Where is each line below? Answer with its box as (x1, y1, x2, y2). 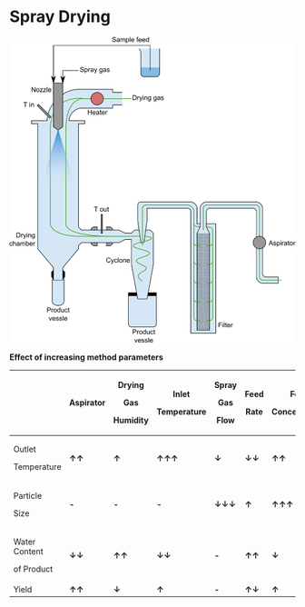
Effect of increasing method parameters (9, 352, 163, 363)
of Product (13, 563, 54, 574)
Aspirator (69, 397, 106, 408)
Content (13, 545, 44, 556)
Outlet (13, 443, 36, 455)
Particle (13, 490, 43, 501)
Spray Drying (9, 6, 111, 27)
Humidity (113, 415, 150, 426)
